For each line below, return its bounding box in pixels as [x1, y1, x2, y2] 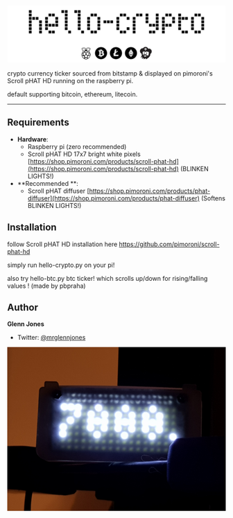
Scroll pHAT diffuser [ [27, 187, 90, 195]
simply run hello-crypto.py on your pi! [7, 261, 115, 269]
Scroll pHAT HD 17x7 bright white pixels [27, 150, 141, 158]
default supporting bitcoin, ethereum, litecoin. [7, 89, 138, 98]
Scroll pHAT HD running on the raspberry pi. [7, 76, 134, 85]
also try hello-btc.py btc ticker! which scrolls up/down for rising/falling [7, 274, 208, 282]
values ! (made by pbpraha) [7, 282, 86, 290]
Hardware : [17, 135, 49, 144]
